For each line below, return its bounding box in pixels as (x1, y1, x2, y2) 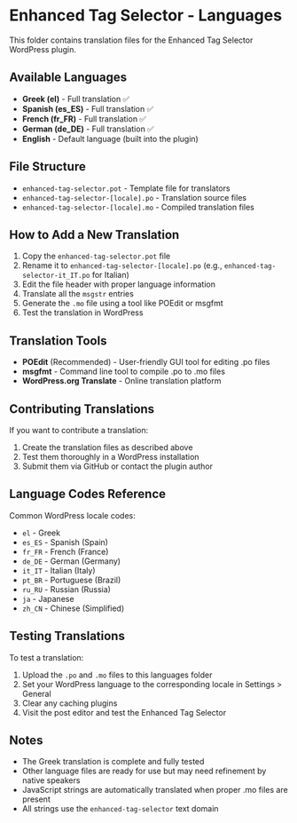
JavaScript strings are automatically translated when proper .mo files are (21, 785, 288, 795)
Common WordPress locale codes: (9, 510, 136, 520)
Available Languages (9, 70, 128, 85)
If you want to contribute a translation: (9, 425, 149, 435)
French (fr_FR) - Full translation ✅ (21, 113, 146, 124)
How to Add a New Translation (9, 227, 180, 242)
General (21, 688, 51, 699)
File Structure (9, 159, 86, 174)
